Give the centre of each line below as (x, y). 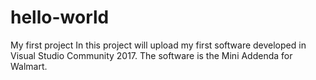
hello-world (60, 17)
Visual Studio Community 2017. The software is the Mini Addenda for (151, 55)
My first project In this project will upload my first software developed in (158, 45)
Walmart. (29, 66)
